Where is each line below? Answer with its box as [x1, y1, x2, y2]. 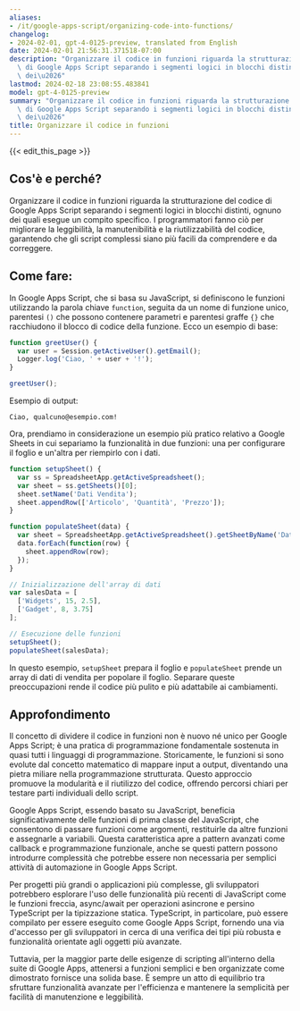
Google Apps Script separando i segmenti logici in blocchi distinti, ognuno [9, 205, 282, 215]
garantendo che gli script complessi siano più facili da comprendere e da [9, 233, 278, 244]
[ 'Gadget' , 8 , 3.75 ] [17, 605, 94, 614]
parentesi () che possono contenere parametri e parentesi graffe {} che [9, 311, 275, 322]
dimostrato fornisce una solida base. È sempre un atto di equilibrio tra [9, 973, 265, 983]
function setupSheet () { [9, 465, 102, 474]
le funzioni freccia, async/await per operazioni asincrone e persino [9, 898, 255, 909]
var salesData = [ [9, 588, 78, 597]
